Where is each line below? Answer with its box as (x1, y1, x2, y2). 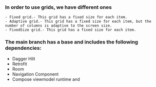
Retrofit (12, 61, 27, 67)
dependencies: (5, 45, 41, 52)
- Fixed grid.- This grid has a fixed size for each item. (5, 15, 128, 20)
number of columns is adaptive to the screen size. (5, 23, 112, 28)
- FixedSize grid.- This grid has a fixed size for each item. (5, 28, 136, 32)
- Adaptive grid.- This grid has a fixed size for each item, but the (5, 19, 152, 24)
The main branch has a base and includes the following (5, 39, 138, 45)
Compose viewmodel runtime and (12, 76, 80, 82)
